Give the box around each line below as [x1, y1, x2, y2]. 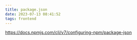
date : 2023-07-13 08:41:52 [5, 12, 61, 17]
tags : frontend [5, 16, 37, 21]
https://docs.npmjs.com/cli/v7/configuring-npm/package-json [5, 30, 132, 36]
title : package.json [5, 7, 48, 12]
